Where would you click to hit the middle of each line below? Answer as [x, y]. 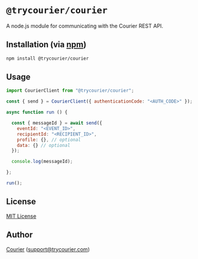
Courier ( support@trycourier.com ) [48, 249]
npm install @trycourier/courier [48, 58]
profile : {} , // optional [49, 140]
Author [19, 235]
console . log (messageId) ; [42, 162]
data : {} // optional [43, 145]
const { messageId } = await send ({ [57, 123]
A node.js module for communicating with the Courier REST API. [85, 26]
